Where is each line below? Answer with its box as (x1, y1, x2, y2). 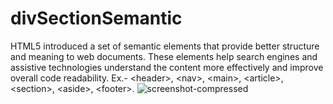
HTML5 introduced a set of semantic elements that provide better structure (10, 40, 320, 52)
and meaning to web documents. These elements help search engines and (10, 50, 318, 62)
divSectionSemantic (10, 7, 183, 30)
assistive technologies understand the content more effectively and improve (10, 61, 324, 73)
